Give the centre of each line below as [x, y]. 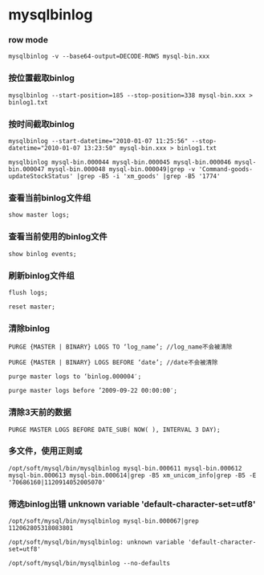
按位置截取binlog [41, 78]
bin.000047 [26, 169]
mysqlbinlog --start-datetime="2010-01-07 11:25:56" [98, 141]
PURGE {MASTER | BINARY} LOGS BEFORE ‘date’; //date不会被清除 [113, 363]
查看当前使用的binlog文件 [58, 237]
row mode [28, 40]
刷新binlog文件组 [41, 275]
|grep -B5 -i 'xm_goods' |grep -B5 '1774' [148, 177]
